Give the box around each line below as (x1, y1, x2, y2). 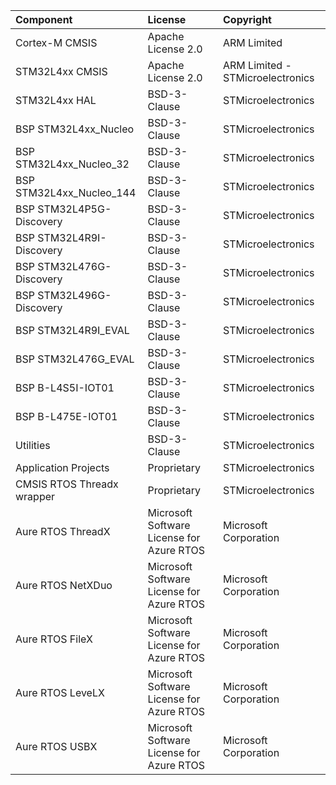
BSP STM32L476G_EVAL (15, 352, 135, 366)
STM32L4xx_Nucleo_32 (15, 157, 130, 171)
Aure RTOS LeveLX (15, 686, 105, 699)
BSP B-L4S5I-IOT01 (15, 381, 115, 394)
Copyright (223, 13, 272, 26)
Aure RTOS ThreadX (15, 525, 111, 538)
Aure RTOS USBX (15, 740, 98, 753)
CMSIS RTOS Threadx (15, 477, 119, 491)
